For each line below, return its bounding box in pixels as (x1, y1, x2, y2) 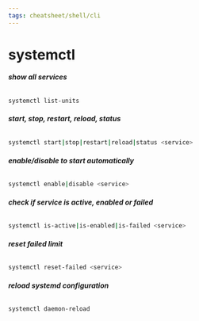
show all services (8, 72, 67, 82)
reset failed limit (8, 239, 63, 248)
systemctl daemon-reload (8, 305, 90, 313)
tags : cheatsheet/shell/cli (8, 11, 101, 20)
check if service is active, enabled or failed (8, 197, 154, 207)
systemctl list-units (8, 97, 80, 105)
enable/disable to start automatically (8, 155, 135, 165)
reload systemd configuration (8, 281, 109, 290)
